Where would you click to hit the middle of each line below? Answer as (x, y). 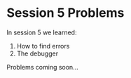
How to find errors (43, 46)
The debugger (37, 53)
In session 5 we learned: (42, 32)
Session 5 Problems (65, 13)
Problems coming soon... (42, 67)
